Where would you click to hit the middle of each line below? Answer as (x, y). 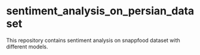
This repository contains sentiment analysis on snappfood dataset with (93, 40)
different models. (27, 47)
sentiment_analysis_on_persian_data (100, 11)
